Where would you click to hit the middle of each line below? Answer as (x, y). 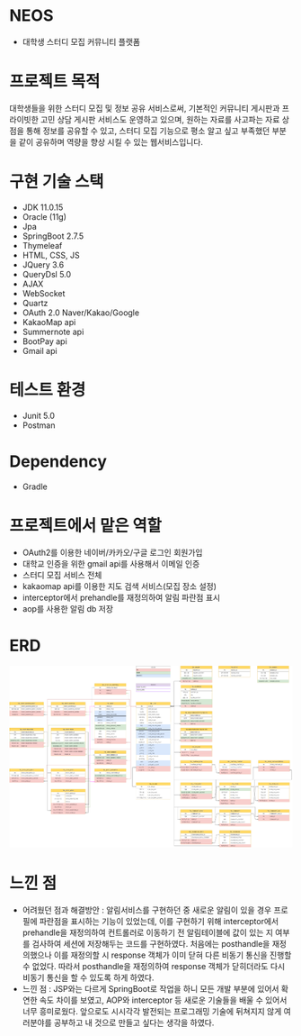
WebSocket (44, 293)
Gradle (35, 486)
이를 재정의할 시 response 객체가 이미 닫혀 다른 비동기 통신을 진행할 (173, 955)
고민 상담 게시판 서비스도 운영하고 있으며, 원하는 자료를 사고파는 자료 (160, 119)
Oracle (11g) (44, 216)
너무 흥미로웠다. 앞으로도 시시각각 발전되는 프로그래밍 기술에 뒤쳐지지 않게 (152, 1012)
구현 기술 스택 (57, 182)
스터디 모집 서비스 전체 (62, 575)
